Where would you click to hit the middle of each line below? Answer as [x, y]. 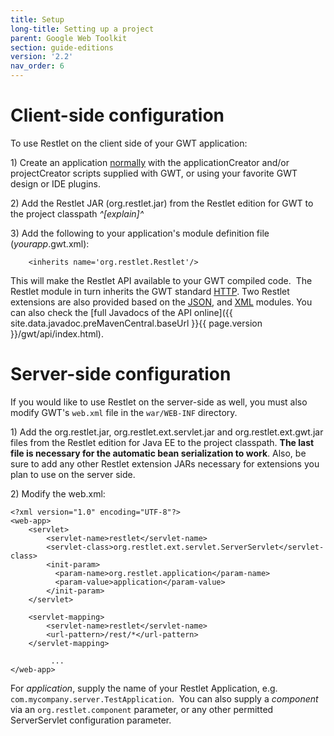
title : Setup [37, 19]
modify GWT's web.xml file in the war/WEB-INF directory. [124, 412]
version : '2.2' [42, 57]
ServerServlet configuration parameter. [91, 720]
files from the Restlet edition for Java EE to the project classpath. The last [162, 442]
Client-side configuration [117, 115]
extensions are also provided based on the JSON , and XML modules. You [161, 302]
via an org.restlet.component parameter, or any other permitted [142, 709]
